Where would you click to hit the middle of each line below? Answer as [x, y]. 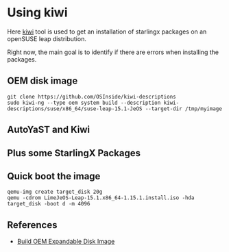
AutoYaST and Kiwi [49, 130]
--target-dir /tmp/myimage [184, 109]
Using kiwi [37, 13]
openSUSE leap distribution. [47, 38]
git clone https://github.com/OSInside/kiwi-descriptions [92, 97]
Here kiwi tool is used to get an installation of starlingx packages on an [107, 32]
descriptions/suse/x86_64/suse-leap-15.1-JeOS [75, 109]
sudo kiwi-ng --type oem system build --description [84, 103]
